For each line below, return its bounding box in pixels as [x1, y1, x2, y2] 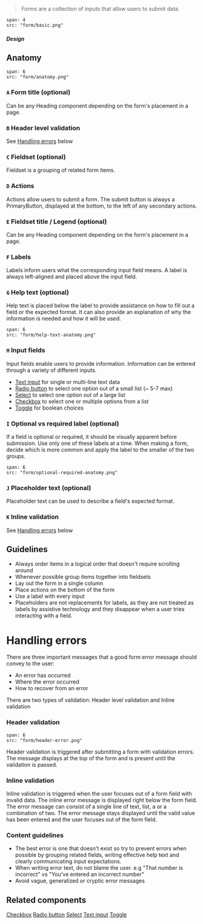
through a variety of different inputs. [6, 366, 97, 374]
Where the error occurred [15, 678, 80, 685]
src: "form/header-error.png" [6, 737, 83, 743]
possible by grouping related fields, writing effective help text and [15, 852, 179, 859]
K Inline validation [6, 513, 59, 521]
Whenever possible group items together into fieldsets [15, 573, 151, 581]
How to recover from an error [15, 685, 89, 692]
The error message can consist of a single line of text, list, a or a [6, 803, 167, 810]
